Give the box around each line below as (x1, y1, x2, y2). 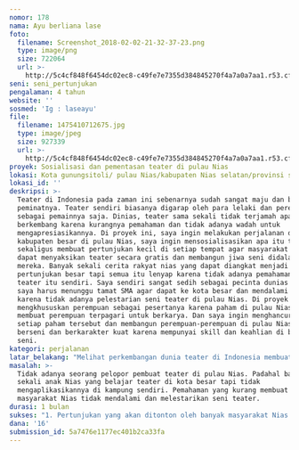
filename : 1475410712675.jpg (17, 121, 125, 130)
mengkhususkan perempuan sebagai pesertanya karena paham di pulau (17, 303, 273, 312)
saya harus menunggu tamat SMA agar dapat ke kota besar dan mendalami (17, 286, 289, 295)
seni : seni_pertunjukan (9, 79, 98, 88)
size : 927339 (17, 137, 66, 146)
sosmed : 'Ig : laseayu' (9, 104, 98, 113)
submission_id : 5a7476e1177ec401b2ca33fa (9, 427, 166, 437)
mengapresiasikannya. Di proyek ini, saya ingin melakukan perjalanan (17, 228, 285, 237)
